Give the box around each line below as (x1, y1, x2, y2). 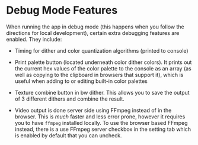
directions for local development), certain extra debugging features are (6, 29, 180, 36)
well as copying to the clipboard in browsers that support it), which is (14, 71, 184, 78)
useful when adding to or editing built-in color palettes (14, 78, 148, 85)
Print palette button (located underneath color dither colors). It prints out (14, 59, 192, 66)
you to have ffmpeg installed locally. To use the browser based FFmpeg (14, 119, 188, 126)
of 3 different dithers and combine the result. (14, 95, 124, 102)
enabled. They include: (6, 36, 62, 43)
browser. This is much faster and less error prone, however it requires (14, 113, 186, 120)
